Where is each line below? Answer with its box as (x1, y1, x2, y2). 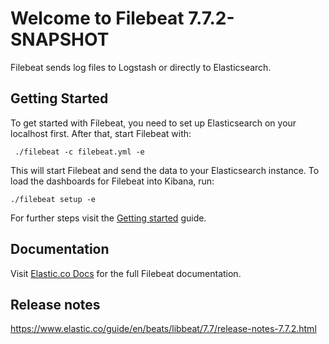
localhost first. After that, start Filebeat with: (10, 127, 192, 139)
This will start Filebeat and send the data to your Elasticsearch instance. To (10, 164, 320, 176)
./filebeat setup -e (10, 194, 97, 204)
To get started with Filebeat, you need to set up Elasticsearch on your (10, 117, 297, 129)
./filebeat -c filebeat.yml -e (14, 147, 145, 157)
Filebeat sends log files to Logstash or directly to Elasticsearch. (10, 61, 272, 73)
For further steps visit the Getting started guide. (10, 212, 207, 224)
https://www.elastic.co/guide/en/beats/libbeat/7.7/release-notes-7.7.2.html (10, 323, 317, 335)
